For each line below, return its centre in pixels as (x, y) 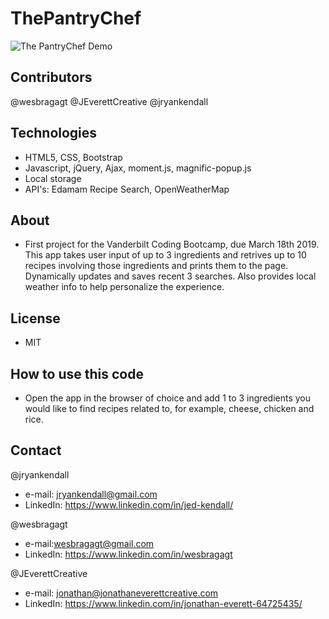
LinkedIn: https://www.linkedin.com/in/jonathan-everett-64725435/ (163, 603)
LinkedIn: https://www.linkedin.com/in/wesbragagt (128, 554)
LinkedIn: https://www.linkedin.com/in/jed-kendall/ (129, 504)
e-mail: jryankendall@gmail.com (91, 494)
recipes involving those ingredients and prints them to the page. (156, 266)
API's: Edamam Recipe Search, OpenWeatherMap (127, 189)
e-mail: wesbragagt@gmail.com (89, 543)
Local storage (53, 178)
